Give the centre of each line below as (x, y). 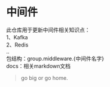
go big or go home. (44, 77)
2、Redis (17, 45)
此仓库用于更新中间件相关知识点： (48, 30)
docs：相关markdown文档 (38, 66)
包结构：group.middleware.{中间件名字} (55, 58)
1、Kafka (17, 37)
